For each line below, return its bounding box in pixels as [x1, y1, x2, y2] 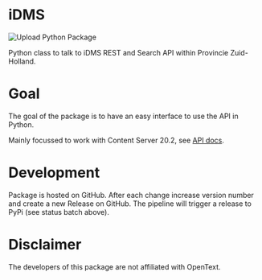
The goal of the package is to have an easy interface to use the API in [8, 111, 239, 121]
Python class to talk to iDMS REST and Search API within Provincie [8, 47, 229, 57]
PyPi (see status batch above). [8, 207, 110, 216]
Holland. [8, 56, 36, 66]
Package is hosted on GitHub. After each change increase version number [8, 190, 255, 200]
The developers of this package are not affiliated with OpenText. [8, 261, 221, 271]
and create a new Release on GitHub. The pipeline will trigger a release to [8, 199, 252, 208]
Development [8, 163, 100, 182]
